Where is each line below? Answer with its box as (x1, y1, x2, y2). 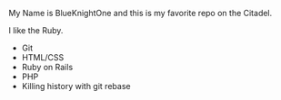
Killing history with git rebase (21, 81, 131, 91)
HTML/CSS (21, 52, 65, 62)
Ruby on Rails (21, 62, 74, 72)
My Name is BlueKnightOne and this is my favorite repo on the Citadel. (8, 8, 273, 18)
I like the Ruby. (8, 25, 64, 35)
